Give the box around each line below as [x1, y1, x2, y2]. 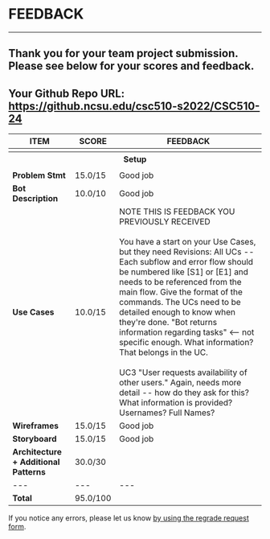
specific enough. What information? [119, 337, 254, 348]
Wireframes [12, 420, 59, 431]
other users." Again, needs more [119, 377, 242, 389]
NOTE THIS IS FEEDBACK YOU [119, 206, 235, 217]
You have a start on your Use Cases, [119, 237, 256, 248]
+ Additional [12, 456, 60, 467]
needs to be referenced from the [119, 277, 243, 288]
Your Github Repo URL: [8, 86, 125, 101]
